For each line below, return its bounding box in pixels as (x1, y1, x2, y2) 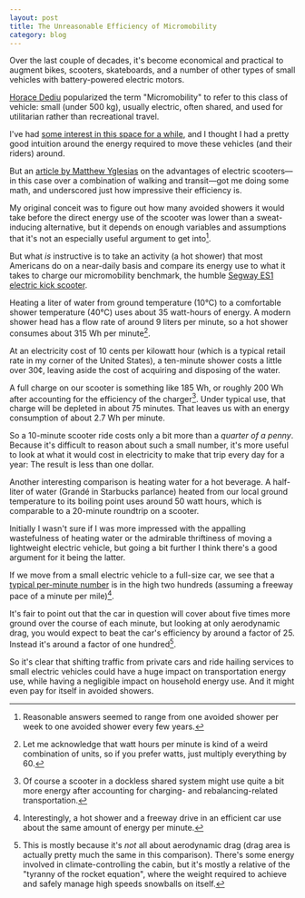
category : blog (9, 30, 67, 39)
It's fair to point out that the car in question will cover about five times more (9, 608, 290, 618)
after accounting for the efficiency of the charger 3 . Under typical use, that (9, 391, 286, 404)
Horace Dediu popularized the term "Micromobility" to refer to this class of (9, 92, 289, 103)
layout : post (9, 13, 59, 23)
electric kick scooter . (9, 280, 88, 291)
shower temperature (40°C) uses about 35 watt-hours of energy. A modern (9, 307, 291, 318)
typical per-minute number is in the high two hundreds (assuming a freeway (9, 579, 293, 590)
